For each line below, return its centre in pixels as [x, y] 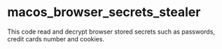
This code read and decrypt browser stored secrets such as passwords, [111, 31]
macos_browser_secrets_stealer [104, 12]
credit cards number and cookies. [56, 38]
